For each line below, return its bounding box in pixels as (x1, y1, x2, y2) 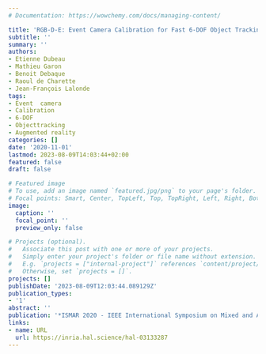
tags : (8, 92, 26, 100)
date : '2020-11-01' (8, 143, 73, 151)
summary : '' (8, 40, 47, 48)
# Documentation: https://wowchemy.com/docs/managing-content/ (8, 11, 222, 20)
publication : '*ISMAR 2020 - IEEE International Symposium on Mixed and (8, 311, 253, 320)
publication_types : (8, 289, 73, 297)
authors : (8, 48, 37, 56)
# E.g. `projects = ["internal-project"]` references (8, 260, 196, 268)
